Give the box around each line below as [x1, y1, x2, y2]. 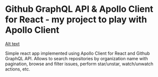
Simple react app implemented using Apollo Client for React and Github [5, 50, 150, 56]
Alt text [5, 40, 20, 46]
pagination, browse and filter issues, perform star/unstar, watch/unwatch [5, 61, 154, 67]
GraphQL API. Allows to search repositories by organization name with [5, 55, 148, 61]
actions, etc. [5, 66, 31, 72]
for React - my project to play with [5, 14, 147, 25]
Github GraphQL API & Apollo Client [5, 3, 154, 15]
